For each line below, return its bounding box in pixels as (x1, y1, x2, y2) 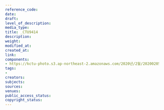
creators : (5, 75, 25, 80)
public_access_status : (5, 93, 51, 98)
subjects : (5, 79, 25, 84)
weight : (5, 39, 21, 44)
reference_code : (5, 7, 38, 12)
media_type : (5, 25, 29, 30)
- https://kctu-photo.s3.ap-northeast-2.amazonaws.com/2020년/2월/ (5, 61, 143, 66)
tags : (5, 66, 16, 71)
